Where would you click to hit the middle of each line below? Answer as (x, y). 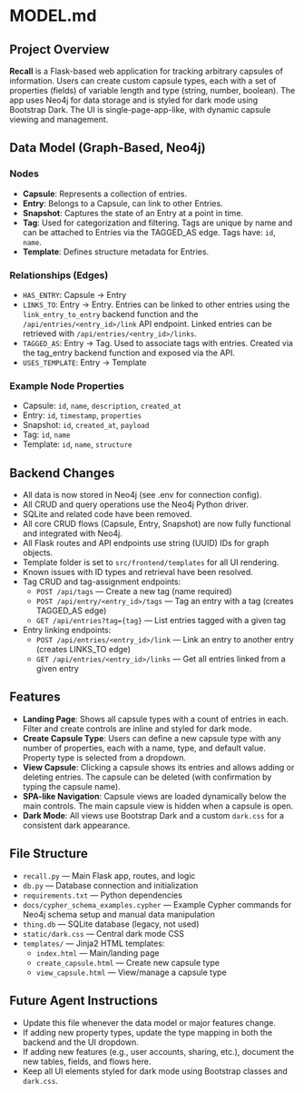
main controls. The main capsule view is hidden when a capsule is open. (158, 806)
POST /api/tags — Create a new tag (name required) (134, 591)
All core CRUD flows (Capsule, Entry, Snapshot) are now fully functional (157, 524)
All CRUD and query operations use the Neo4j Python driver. (136, 504)
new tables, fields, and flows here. (87, 1061)
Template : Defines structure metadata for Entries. (116, 252)
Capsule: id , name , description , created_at (102, 406)
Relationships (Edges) (59, 275)
